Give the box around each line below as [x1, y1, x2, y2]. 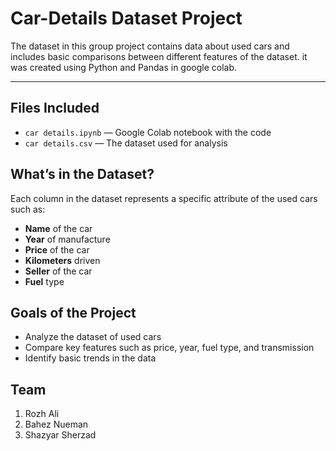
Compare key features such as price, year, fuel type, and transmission [24, 342, 315, 354]
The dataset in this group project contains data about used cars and [10, 40, 290, 52]
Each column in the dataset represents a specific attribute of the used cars [10, 192, 318, 204]
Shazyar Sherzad [24, 429, 97, 441]
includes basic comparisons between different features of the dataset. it [10, 50, 308, 62]
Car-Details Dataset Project [10, 7, 243, 30]
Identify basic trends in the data [24, 352, 157, 364]
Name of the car [24, 222, 93, 234]
